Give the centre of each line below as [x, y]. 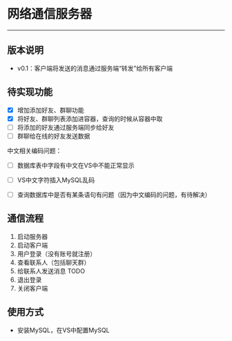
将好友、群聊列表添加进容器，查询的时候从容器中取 [90, 119]
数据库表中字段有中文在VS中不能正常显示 [76, 165]
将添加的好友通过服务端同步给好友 [66, 127]
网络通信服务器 [50, 14]
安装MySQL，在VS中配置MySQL [63, 330]
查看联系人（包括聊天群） [54, 262]
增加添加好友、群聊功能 [50, 110]
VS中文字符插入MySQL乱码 [56, 179]
